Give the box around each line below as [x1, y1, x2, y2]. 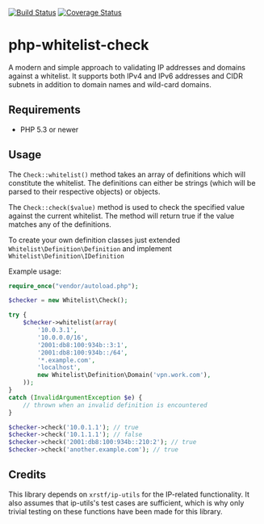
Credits [8, 468, 47, 482]
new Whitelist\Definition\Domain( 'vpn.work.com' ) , [37, 371, 212, 379]
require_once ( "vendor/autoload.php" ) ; [8, 282, 139, 290]
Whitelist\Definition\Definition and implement [8, 243, 172, 254]
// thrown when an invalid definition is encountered [23, 400, 207, 409]
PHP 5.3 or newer [19, 124, 79, 134]
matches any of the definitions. [8, 219, 111, 229]
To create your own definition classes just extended [8, 235, 180, 245]
